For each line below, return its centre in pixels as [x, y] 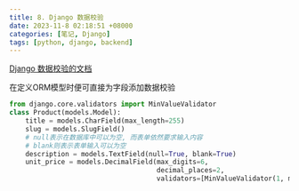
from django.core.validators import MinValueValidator [113, 104]
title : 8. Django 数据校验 [57, 17]
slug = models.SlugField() [75, 129]
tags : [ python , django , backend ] [71, 42]
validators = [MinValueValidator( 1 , [220, 179]
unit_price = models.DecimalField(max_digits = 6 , [117, 162]
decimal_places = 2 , [190, 171]
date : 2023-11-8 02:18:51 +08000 [71, 26]
